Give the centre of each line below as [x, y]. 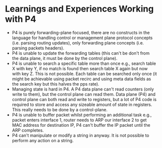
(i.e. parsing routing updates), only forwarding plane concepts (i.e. [78, 43]
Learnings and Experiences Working [79, 9]
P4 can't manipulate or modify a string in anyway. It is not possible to [81, 135]
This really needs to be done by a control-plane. [60, 109]
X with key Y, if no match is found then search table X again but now [80, 68]
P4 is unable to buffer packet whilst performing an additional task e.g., [82, 115]
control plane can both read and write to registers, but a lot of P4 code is [84, 99]
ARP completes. [28, 130]
